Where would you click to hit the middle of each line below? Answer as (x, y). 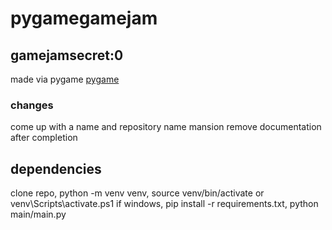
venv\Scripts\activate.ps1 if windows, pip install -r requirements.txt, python (164, 204)
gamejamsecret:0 (67, 55)
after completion (44, 138)
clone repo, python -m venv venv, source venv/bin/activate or (137, 193)
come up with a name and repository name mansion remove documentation (166, 127)
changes (32, 105)
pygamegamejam (84, 18)
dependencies (56, 168)
